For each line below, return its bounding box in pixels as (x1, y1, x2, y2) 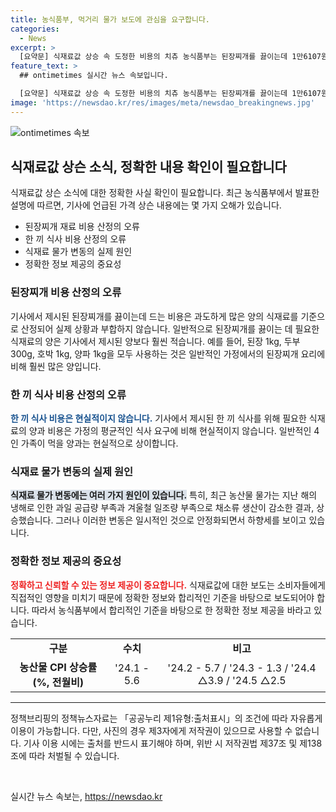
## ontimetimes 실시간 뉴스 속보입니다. (19, 71, 169, 81)
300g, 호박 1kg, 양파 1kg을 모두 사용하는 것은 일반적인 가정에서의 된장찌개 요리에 (10, 347, 326, 360)
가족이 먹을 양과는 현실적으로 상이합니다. (20, 437, 179, 450)
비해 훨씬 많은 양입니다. (10, 360, 102, 372)
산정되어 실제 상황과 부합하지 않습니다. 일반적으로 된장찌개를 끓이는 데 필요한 (20, 322, 320, 335)
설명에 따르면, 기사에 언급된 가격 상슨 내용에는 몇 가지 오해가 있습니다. (10, 199, 282, 211)
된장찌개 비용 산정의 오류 (10, 286, 122, 300)
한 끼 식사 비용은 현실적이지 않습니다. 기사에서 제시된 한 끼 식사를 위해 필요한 (10, 412, 307, 425)
